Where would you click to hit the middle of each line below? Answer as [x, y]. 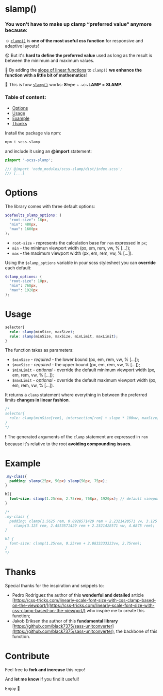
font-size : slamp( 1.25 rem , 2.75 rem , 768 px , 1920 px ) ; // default [76, 499]
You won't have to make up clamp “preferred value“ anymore [78, 24]
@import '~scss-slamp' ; [29, 160]
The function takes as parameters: [39, 350]
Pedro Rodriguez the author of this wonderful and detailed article [78, 595]
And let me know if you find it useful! [42, 679]
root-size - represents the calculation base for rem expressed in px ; [80, 243]
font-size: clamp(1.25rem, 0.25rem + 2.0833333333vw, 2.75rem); [76, 544]
